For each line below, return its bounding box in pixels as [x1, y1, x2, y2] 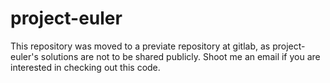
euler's [10, 50, 39, 62]
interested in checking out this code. [10, 61, 161, 73]
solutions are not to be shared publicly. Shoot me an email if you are [40, 50, 321, 62]
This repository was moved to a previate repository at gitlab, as [10, 40, 271, 52]
